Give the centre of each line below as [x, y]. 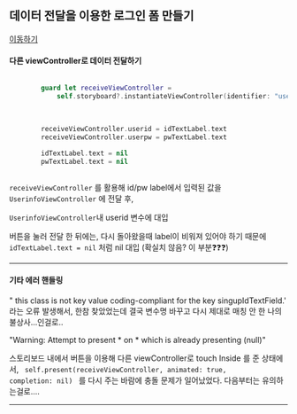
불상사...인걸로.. [36, 323]
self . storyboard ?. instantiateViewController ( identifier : [164, 96]
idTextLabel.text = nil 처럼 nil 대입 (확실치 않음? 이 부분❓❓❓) [119, 247]
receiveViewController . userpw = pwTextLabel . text [134, 137]
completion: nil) [41, 381]
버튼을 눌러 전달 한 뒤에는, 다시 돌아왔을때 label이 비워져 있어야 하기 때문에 [138, 236]
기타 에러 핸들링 [36, 280]
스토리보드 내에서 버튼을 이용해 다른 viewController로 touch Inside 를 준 [134, 358]
